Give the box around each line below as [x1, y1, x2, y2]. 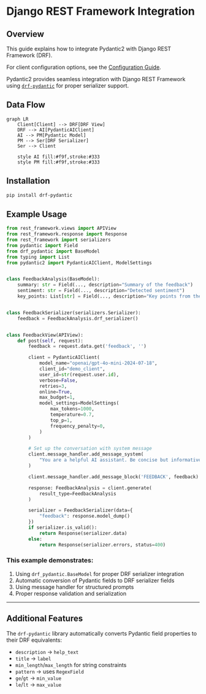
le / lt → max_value [15, 680, 62, 688]
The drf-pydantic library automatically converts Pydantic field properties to [6, 629, 197, 637]
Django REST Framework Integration [6, 4, 195, 18]
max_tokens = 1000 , [50, 406, 95, 412]
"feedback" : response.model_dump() [39, 513, 131, 519]
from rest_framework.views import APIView [6, 226, 116, 232]
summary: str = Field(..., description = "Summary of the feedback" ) [17, 282, 193, 288]
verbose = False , [39, 377, 78, 384]
